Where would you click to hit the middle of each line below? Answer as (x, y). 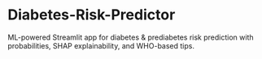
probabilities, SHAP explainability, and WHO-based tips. (101, 45)
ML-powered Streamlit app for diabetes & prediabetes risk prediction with (131, 37)
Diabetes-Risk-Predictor (92, 15)
